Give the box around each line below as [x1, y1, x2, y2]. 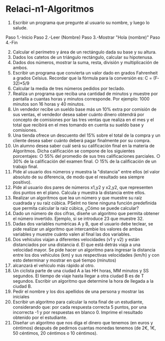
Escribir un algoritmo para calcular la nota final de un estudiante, [12, 299, 144, 305]
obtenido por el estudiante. [12, 315, 68, 320]
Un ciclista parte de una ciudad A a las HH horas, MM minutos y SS [12, 268, 149, 273]
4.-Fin [5, 39, 18, 45]
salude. [12, 24, 28, 30]
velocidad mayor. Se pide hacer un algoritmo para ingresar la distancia [12, 246, 156, 253]
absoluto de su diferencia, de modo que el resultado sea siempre [12, 174, 144, 180]
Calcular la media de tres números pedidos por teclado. [12, 85, 125, 91]
